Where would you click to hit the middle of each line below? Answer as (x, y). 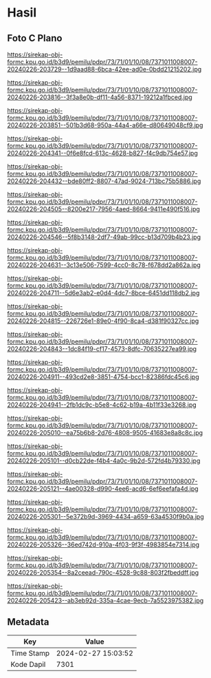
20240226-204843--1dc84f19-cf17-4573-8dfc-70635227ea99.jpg (102, 349)
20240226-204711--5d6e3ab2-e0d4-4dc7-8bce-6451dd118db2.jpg (103, 293)
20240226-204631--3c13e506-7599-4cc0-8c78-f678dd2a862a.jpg (104, 265)
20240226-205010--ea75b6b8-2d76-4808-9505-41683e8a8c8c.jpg (105, 433)
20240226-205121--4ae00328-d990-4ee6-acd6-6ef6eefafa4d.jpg (103, 489)
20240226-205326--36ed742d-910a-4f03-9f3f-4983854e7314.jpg (103, 544)
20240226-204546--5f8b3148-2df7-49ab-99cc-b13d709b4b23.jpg (104, 237)
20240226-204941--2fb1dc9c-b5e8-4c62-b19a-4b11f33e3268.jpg (102, 405)
